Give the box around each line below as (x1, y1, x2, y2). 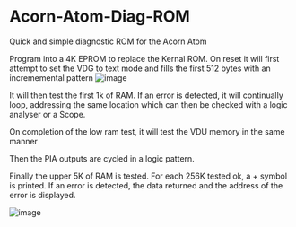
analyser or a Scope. (9, 109, 86, 119)
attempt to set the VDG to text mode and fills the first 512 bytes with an (9, 63, 271, 74)
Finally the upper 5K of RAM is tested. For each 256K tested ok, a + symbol (9, 170, 288, 181)
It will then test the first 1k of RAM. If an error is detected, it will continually (9, 90, 284, 100)
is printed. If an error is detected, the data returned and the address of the (9, 179, 283, 190)
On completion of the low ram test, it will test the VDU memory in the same (9, 126, 285, 136)
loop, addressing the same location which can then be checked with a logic (9, 99, 288, 109)
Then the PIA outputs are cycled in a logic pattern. (9, 153, 195, 163)
